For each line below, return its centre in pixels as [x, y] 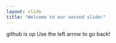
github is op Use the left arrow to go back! [58, 34]
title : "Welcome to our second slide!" [56, 17]
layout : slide [24, 11]
